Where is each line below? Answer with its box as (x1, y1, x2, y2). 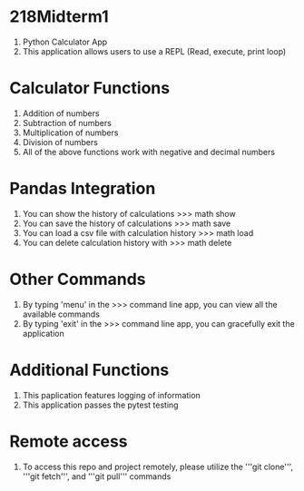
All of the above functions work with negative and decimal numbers (22, 146, 275, 157)
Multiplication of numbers (22, 127, 119, 138)
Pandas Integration (9, 179, 156, 199)
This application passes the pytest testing (22, 399, 179, 410)
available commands (22, 309, 100, 319)
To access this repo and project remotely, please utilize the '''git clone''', (22, 461, 293, 472)
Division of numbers (22, 136, 98, 147)
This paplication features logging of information (22, 389, 201, 400)
